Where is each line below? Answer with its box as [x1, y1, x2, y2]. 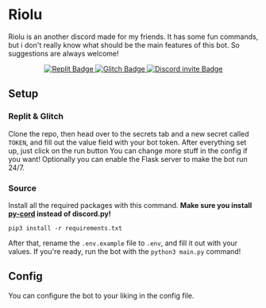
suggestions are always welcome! [8, 48, 119, 58]
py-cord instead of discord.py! [8, 209, 111, 218]
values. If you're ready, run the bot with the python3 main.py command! [8, 246, 241, 256]
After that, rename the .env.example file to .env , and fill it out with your [8, 238, 238, 248]
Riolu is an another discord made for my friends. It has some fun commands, [8, 32, 259, 41]
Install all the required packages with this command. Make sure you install [8, 200, 253, 210]
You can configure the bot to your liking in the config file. [8, 291, 195, 300]
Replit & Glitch [8, 111, 64, 122]
